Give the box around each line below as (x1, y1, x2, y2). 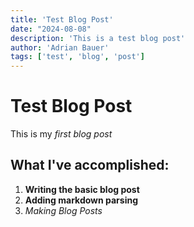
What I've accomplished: (10, 157, 170, 174)
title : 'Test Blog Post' (10, 14, 114, 25)
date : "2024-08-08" (10, 24, 92, 34)
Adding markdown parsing (24, 194, 139, 206)
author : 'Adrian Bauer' (10, 42, 110, 53)
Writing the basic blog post (24, 183, 140, 195)
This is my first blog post (10, 128, 113, 140)
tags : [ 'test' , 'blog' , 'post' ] (10, 52, 145, 62)
